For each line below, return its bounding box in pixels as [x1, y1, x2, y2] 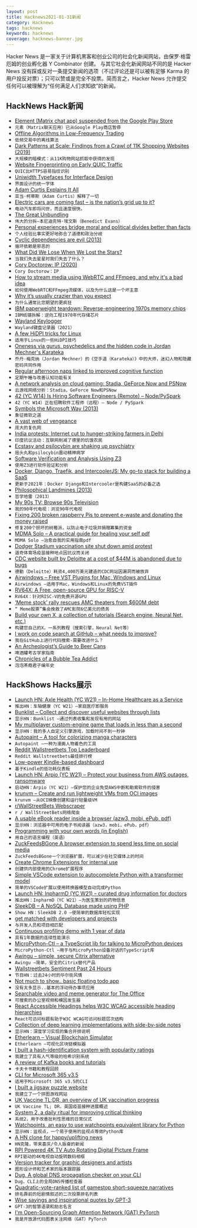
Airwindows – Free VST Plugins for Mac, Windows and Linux [14, 573, 161, 580]
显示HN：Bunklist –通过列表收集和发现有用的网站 [14, 716, 121, 722]
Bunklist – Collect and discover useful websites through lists [14, 708, 161, 715]
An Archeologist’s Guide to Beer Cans [14, 642, 106, 649]
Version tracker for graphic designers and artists [14, 1159, 132, 1166]
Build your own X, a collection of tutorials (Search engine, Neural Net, [14, 611, 183, 618]
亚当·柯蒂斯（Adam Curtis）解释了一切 [14, 193, 99, 199]
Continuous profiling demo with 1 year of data [14, 927, 125, 934]
